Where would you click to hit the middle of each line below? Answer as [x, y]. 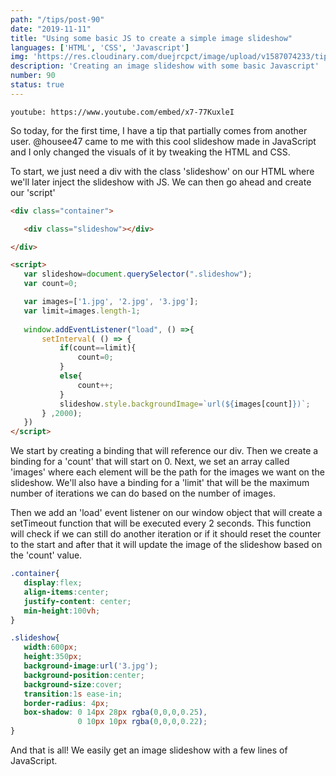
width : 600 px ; [50, 647]
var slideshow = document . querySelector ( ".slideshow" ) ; [138, 274]
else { [71, 376]
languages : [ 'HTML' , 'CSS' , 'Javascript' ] [100, 47]
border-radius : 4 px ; [66, 703]
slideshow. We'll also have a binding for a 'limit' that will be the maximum [160, 483]
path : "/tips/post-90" [57, 19]
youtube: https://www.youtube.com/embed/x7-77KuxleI [122, 112]
